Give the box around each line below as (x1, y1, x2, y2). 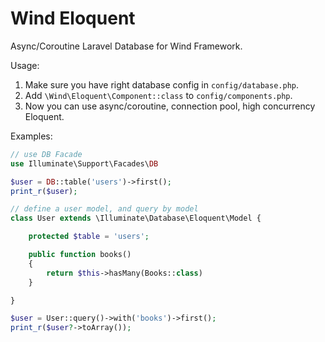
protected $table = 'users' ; (28, 232, 150, 242)
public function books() (28, 250, 132, 260)
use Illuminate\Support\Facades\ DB (10, 158, 159, 169)
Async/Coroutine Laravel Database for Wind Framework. (10, 40, 243, 52)
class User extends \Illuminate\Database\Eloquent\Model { (10, 213, 262, 224)
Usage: (10, 59, 40, 71)
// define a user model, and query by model (10, 204, 199, 214)
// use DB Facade (10, 149, 83, 159)
